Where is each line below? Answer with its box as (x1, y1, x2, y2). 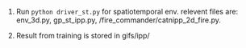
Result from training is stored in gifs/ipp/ (15, 31, 151, 40)
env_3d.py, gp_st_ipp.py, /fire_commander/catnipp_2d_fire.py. (15, 15, 222, 25)
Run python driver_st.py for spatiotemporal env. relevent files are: (15, 7, 239, 16)
